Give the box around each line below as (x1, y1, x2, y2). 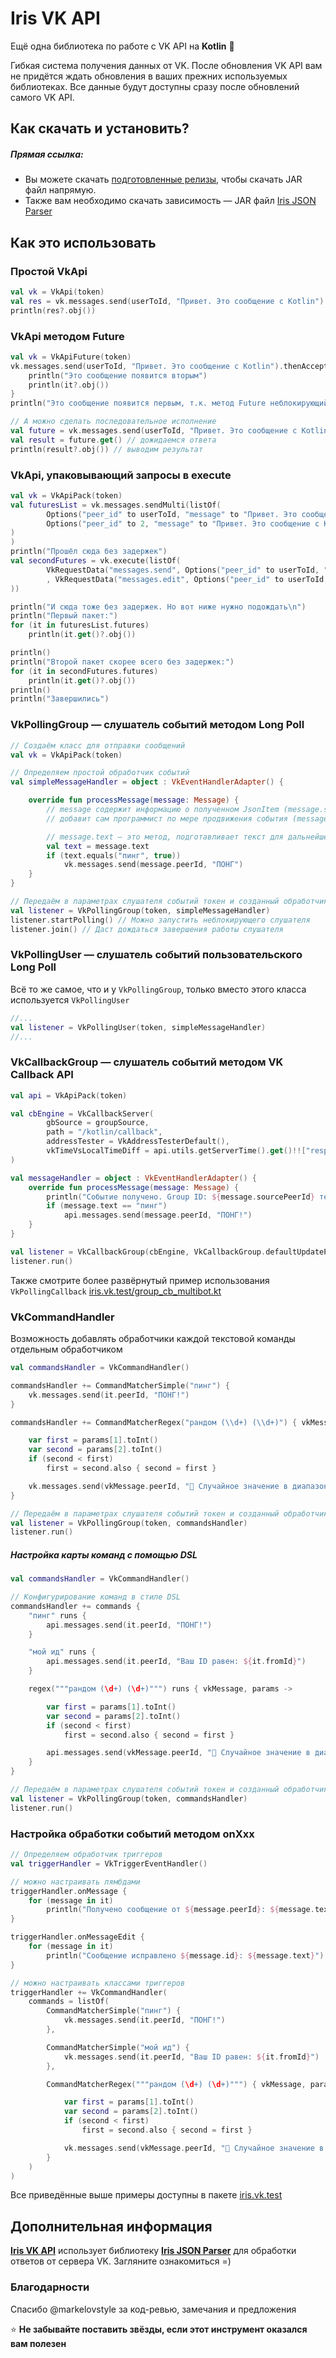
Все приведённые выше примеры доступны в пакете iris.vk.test (10, 2189, 283, 2201)
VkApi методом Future (10, 329, 125, 343)
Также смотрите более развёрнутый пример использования (10, 1274, 270, 1286)
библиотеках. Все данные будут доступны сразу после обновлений (10, 80, 300, 92)
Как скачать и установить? (10, 120, 190, 137)
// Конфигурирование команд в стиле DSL (10, 1592, 182, 1602)
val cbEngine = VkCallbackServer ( (10, 1108, 155, 1119)
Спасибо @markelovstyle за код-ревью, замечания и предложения (10, 2303, 297, 2315)
